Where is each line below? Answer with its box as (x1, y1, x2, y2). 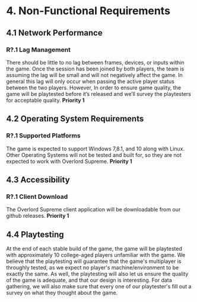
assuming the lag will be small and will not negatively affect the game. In (6, 71, 183, 78)
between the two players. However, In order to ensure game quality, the (6, 84, 182, 91)
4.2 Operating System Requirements (6, 114, 144, 124)
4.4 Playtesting (6, 229, 64, 239)
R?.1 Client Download (6, 192, 68, 201)
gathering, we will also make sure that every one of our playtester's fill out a (6, 283, 192, 290)
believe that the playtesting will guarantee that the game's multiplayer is (6, 258, 182, 265)
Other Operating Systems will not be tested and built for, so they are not (6, 151, 182, 158)
